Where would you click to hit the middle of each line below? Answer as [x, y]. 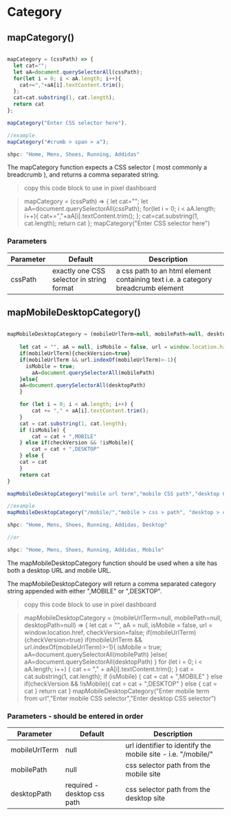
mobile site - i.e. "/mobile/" [169, 754]
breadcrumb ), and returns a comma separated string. [84, 175]
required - [82, 785]
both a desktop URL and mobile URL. [59, 570]
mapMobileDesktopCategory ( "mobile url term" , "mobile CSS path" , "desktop [113, 493]
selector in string [79, 279]
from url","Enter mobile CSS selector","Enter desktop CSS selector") [120, 698]
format [63, 288]
